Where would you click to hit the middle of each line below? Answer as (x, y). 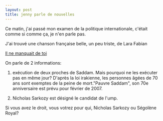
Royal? (12, 113)
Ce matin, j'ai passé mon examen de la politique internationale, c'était (77, 28)
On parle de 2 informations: (33, 63)
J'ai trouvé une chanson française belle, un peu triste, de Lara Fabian (76, 43)
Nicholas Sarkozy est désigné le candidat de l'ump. (65, 98)
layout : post (19, 10)
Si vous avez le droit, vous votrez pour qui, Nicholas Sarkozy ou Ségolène (81, 108)
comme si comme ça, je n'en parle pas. (46, 34)
